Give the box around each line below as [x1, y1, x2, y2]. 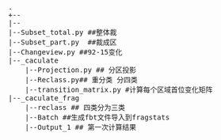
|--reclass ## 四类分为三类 [25, 103, 125, 112]
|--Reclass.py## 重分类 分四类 [25, 75, 139, 84]
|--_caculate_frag [8, 94, 80, 102]
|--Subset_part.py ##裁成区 [8, 38, 117, 47]
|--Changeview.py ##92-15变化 [8, 47, 123, 56]
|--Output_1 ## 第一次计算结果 [25, 123, 137, 131]
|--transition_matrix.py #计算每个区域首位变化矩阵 [25, 85, 213, 94]
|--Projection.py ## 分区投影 [25, 66, 137, 74]
